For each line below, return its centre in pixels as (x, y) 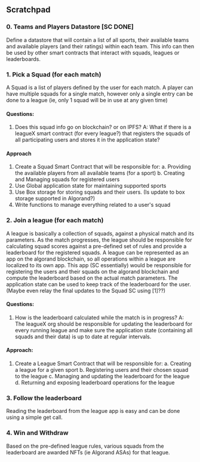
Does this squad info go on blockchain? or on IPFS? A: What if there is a (103, 127)
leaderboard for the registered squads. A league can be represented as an (98, 252)
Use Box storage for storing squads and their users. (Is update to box (100, 192)
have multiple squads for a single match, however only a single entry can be (100, 94)
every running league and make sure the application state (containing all (104, 330)
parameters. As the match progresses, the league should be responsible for (99, 240)
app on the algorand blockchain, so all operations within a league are (91, 259)
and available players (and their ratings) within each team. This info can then (100, 46)
